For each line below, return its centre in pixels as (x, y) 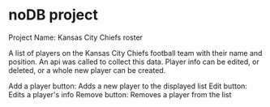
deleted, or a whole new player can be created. (87, 70)
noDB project (54, 15)
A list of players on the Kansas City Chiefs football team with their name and (135, 53)
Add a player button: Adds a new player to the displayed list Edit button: (128, 86)
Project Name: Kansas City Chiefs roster (76, 37)
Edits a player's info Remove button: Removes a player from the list (120, 94)
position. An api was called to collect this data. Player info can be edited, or (134, 62)
